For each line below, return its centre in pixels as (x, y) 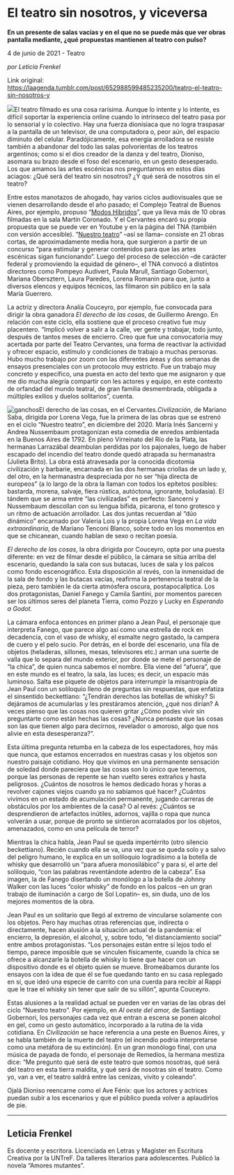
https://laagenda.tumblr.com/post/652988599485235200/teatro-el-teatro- (115, 87)
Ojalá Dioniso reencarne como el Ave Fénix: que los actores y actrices (107, 1090)
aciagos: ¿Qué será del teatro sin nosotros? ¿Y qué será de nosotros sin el (114, 176)
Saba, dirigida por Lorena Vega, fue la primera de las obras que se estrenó (114, 417)
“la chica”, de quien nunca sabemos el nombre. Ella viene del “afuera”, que (114, 666)
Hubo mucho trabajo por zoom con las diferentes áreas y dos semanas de (114, 359)
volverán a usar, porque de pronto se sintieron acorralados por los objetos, (114, 821)
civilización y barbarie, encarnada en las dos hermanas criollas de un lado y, (117, 468)
